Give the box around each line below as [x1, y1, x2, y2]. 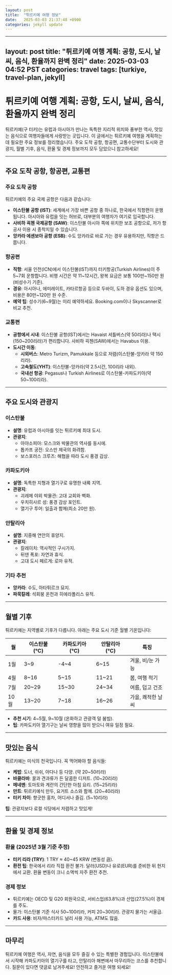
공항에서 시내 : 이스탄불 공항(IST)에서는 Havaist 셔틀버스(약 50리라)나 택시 [12, 331, 161, 338]
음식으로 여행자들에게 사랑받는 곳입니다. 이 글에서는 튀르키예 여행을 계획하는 [10, 132, 163, 139]
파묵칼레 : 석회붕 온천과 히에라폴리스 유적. [12, 591, 95, 597]
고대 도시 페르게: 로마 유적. [20, 558, 74, 564]
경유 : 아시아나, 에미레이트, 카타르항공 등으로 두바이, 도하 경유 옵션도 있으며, [12, 285, 163, 291]
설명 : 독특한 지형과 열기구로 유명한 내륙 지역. [12, 480, 102, 486]
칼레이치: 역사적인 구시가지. [20, 545, 76, 551]
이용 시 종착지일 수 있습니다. [22, 226, 78, 233]
